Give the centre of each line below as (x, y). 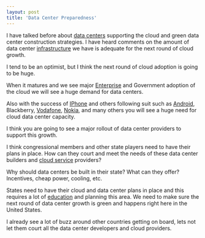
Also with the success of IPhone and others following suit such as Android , (101, 103)
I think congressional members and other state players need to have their (99, 147)
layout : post (23, 12)
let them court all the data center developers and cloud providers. (89, 228)
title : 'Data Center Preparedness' (52, 18)
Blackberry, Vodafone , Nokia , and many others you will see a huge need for (102, 110)
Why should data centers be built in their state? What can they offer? (93, 172)
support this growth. (32, 135)
